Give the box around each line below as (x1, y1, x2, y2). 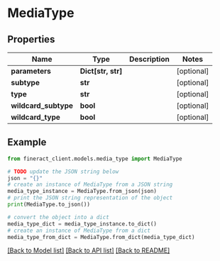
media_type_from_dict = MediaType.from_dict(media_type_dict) (7, 233, 195, 240)
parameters (11, 66, 51, 76)
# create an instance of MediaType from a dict (7, 227, 151, 234)
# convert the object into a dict (7, 213, 110, 221)
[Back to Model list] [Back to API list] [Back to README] (7, 246, 170, 255)
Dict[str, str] (79, 66, 123, 76)
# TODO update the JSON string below (7, 168, 119, 175)
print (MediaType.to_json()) (7, 201, 91, 209)
